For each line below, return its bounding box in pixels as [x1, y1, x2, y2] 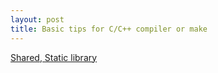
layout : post [10, 14, 65, 25]
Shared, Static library [10, 51, 98, 63]
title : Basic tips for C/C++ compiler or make [10, 24, 208, 34]
